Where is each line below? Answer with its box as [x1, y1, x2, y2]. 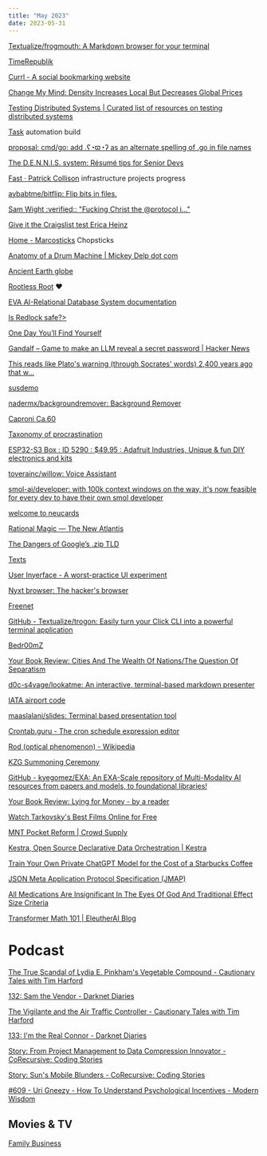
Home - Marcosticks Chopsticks [8, 235, 114, 244]
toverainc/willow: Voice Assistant [8, 469, 117, 478]
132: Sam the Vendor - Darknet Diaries [8, 992, 135, 1001]
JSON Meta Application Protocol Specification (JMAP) [8, 873, 187, 883]
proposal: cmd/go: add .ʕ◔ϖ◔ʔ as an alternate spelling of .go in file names [8, 142, 252, 152]
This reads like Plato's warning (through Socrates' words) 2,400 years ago [8, 358, 253, 368]
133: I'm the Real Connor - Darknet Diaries [8, 1031, 147, 1040]
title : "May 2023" [8, 11, 69, 20]
